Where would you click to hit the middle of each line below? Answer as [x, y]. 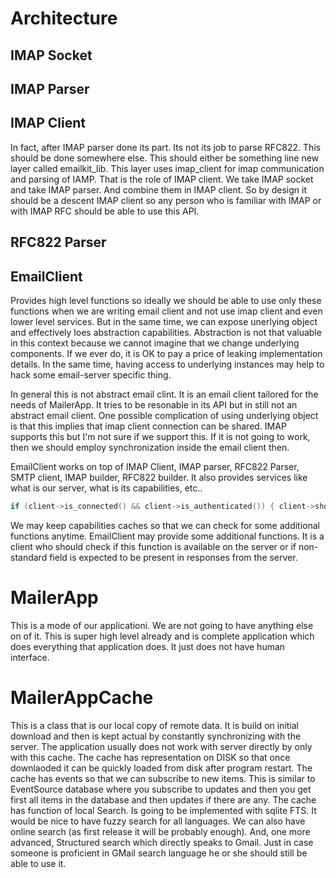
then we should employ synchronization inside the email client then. [150, 447]
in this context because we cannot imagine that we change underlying [155, 343]
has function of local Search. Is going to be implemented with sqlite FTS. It [163, 810]
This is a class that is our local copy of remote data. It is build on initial [155, 725]
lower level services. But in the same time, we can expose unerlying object [164, 321]
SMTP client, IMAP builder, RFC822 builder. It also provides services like [159, 477]
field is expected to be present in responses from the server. [173, 557]
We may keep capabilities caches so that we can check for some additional [165, 525]
